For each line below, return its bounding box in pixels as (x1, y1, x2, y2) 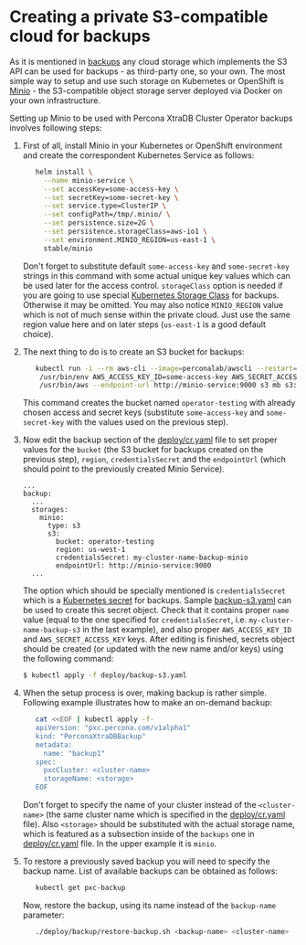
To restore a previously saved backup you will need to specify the (22, 856, 271, 867)
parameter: (22, 909, 65, 920)
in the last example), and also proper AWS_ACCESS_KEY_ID (81, 624, 292, 635)
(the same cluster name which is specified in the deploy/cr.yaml (45, 809, 286, 820)
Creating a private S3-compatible (9, 6, 269, 27)
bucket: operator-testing (56, 537, 154, 547)
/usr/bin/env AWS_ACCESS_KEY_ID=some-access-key (39, 372, 228, 381)
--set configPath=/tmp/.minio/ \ (43, 210, 171, 219)
